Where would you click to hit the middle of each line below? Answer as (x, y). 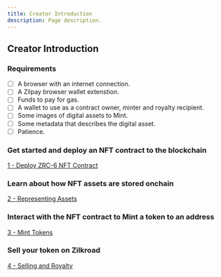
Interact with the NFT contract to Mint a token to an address (111, 217)
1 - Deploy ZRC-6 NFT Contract (53, 165)
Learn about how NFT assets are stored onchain (91, 183)
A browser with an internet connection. (74, 84)
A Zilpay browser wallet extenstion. (68, 92)
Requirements (32, 69)
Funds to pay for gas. (48, 100)
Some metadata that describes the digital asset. (86, 123)
